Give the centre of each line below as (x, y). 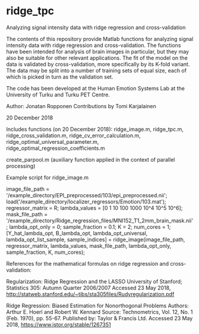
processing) (21, 166)
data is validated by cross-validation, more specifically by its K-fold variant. (98, 64)
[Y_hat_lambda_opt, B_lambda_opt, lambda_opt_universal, (77, 233)
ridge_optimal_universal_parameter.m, (53, 141)
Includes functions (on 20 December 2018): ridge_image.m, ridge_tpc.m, (95, 129)
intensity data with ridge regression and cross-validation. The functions (94, 45)
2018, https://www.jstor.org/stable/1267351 (59, 324)
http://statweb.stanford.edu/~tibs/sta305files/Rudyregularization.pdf (90, 294)
